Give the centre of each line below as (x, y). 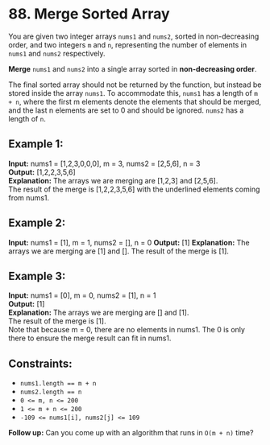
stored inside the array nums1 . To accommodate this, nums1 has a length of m (133, 93)
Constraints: (40, 363)
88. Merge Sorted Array (89, 14)
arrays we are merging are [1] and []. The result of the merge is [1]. (119, 251)
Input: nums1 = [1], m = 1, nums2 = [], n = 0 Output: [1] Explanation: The (129, 242)
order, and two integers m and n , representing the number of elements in (128, 44)
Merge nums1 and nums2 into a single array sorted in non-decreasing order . (133, 68)
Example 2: (37, 223)
